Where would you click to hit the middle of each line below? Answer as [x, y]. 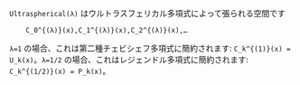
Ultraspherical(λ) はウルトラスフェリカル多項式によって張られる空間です [148, 13]
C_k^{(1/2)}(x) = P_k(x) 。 [60, 71]
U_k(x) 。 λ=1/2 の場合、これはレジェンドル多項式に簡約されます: [129, 60]
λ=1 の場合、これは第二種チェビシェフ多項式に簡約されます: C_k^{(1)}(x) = [150, 48]
